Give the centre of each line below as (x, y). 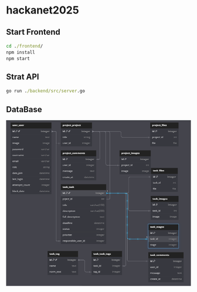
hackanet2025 (43, 10)
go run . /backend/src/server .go (45, 91)
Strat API (23, 77)
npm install (21, 52)
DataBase (24, 109)
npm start (18, 58)
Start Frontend (33, 32)
